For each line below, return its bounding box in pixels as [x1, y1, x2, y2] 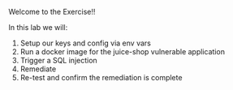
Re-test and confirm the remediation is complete [19, 73, 183, 82]
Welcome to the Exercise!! [8, 7, 96, 16]
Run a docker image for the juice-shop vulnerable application [19, 47, 226, 56]
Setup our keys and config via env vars [19, 38, 152, 48]
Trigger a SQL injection [19, 56, 97, 65]
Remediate [19, 64, 57, 74]
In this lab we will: [8, 23, 68, 32]
